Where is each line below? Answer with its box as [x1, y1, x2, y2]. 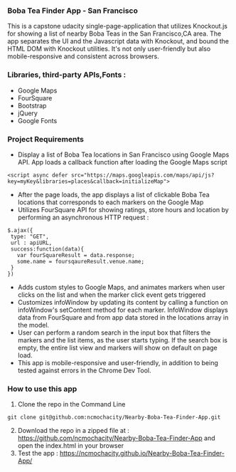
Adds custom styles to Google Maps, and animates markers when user [17, 283, 225, 291]
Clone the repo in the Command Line [17, 400, 126, 409]
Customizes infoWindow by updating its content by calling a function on [17, 298, 229, 306]
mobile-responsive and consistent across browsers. [7, 52, 160, 61]
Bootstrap [17, 101, 47, 110]
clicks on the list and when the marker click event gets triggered [17, 290, 206, 299]
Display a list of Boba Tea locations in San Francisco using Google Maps [17, 150, 230, 159]
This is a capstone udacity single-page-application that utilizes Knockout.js [7, 22, 228, 31]
